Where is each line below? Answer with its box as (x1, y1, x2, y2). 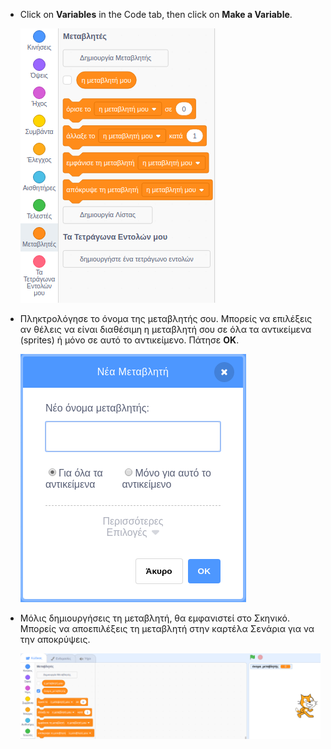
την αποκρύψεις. (19, 634, 91, 645)
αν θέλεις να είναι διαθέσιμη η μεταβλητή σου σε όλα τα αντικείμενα (19, 324, 312, 335)
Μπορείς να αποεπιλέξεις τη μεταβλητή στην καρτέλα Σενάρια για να (19, 623, 315, 634)
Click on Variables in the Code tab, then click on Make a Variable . (19, 9, 293, 20)
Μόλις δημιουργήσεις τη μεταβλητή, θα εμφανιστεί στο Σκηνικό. (19, 612, 290, 624)
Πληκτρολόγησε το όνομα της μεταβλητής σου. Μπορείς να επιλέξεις (19, 313, 313, 324)
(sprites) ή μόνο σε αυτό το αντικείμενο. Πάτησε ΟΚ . (19, 334, 240, 346)
